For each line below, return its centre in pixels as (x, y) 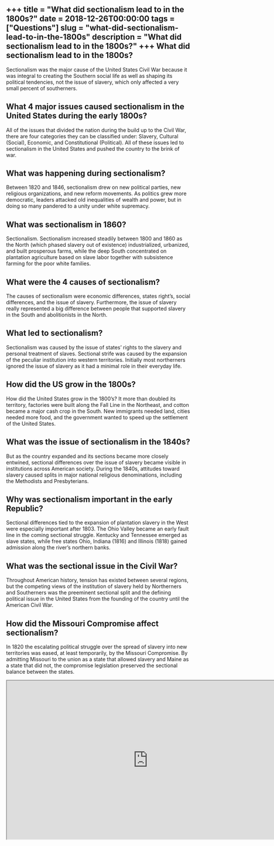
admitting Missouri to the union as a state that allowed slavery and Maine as (97, 659)
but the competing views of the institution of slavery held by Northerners (94, 586)
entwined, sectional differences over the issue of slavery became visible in (96, 462)
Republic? (25, 509)
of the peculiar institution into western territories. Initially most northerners (96, 359)
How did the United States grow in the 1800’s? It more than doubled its (91, 399)
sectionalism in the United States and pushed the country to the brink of (93, 148)
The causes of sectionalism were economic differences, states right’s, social (98, 296)
